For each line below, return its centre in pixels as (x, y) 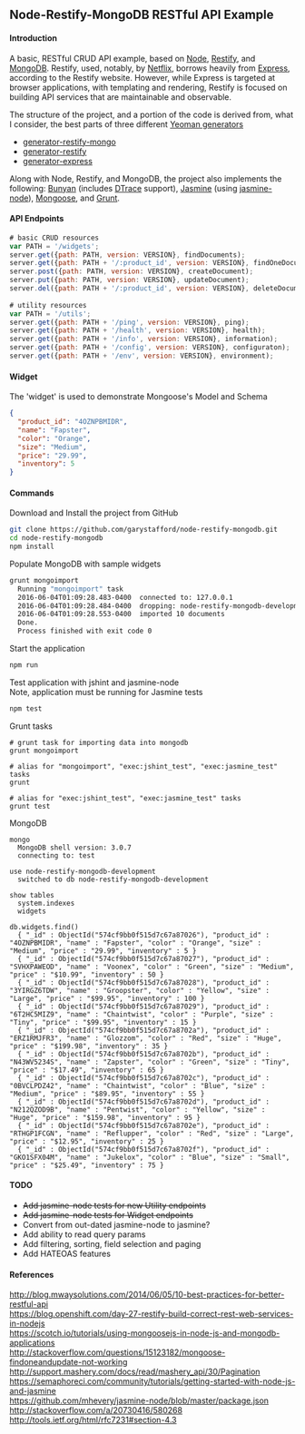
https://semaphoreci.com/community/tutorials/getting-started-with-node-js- (152, 1381)
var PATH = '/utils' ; (50, 314)
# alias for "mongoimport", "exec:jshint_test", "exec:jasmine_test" (144, 766)
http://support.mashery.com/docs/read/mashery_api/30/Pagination (135, 1372)
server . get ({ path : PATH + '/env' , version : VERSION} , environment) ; (142, 356)
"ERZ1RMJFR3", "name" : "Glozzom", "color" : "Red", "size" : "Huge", (146, 1038)
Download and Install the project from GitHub (94, 513)
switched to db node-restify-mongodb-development (113, 879)
